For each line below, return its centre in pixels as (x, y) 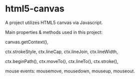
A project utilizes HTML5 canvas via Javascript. (54, 22)
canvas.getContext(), (27, 42)
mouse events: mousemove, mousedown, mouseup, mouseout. (70, 71)
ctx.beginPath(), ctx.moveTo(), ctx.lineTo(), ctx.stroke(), (62, 61)
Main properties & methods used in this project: (54, 32)
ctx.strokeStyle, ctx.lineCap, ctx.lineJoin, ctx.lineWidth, (62, 51)
